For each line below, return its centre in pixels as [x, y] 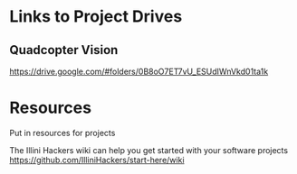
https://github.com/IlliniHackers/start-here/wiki [97, 160]
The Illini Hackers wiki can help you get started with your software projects [148, 150]
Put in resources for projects [62, 133]
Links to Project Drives [96, 17]
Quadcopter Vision [64, 50]
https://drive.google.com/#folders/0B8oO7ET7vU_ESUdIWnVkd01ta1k [139, 71]
